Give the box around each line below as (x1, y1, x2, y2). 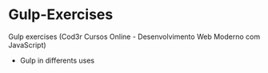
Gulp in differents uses (19, 56, 95, 65)
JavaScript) (8, 40, 46, 49)
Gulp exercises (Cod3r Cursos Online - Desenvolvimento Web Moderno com (8, 32, 261, 41)
